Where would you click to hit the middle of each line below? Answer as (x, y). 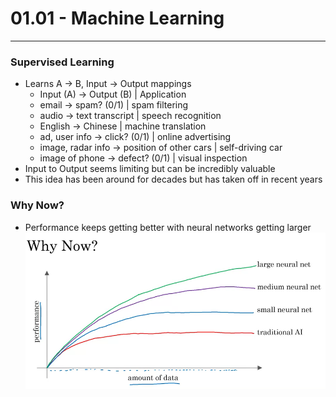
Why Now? (37, 205)
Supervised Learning (62, 62)
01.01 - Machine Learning (117, 18)
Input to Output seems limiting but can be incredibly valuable (150, 169)
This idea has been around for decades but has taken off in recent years (173, 179)
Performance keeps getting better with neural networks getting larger (168, 227)
